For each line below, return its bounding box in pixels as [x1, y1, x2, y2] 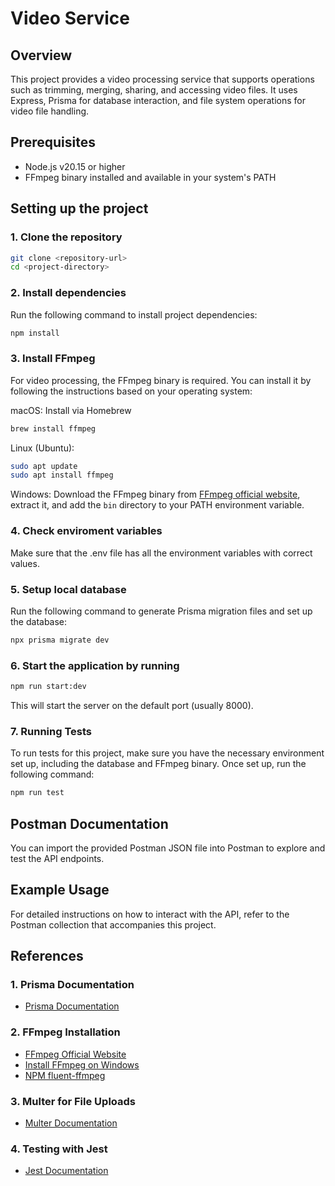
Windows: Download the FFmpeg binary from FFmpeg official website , [10, 488, 301, 501]
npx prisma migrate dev [10, 635, 110, 645]
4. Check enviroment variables [10, 524, 163, 538]
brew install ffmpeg [10, 423, 97, 434]
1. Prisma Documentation [10, 978, 135, 992]
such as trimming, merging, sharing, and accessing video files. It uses [10, 84, 298, 96]
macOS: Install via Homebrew [10, 404, 132, 416]
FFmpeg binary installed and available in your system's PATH [24, 171, 277, 183]
